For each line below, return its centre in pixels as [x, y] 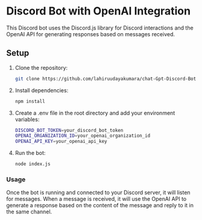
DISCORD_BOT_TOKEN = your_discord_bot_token [69, 130]
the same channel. [29, 212]
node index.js [33, 164]
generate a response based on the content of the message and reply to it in [100, 206]
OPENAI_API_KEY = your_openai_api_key [61, 142]
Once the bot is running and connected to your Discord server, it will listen [99, 193]
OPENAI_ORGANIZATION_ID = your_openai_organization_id [83, 136]
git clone [27, 79]
